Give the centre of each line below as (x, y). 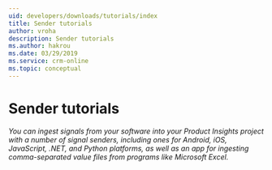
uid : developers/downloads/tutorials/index (83, 16)
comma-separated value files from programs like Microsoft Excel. (119, 157)
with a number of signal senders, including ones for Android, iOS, (118, 139)
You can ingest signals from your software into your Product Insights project (136, 131)
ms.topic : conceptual (45, 69)
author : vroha (32, 31)
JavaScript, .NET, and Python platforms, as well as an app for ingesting (129, 148)
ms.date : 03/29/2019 (43, 53)
